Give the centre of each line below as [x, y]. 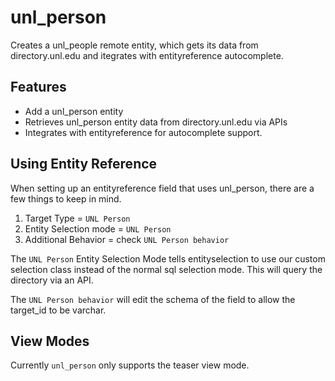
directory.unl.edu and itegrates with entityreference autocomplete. [147, 55]
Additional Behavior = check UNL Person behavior [127, 239]
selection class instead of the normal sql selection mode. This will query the [166, 269]
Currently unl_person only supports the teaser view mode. [130, 365]
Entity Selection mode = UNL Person [98, 228]
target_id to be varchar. [58, 310]
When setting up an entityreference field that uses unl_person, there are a [162, 188]
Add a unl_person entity [74, 111]
